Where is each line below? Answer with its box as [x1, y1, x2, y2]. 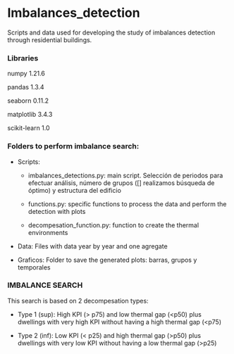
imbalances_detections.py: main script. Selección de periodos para [27, 171, 223, 179]
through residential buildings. [7, 35, 92, 44]
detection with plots [27, 207, 86, 215]
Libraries [7, 53, 39, 63]
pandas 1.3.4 [7, 83, 44, 91]
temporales [17, 263, 51, 272]
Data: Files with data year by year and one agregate [17, 241, 168, 251]
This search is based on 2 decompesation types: [7, 296, 149, 305]
